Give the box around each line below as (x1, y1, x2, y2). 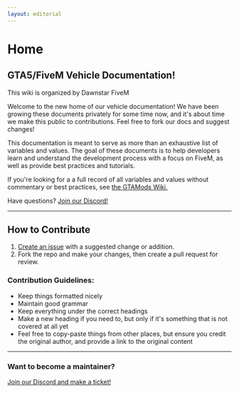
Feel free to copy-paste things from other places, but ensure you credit (17, 329, 226, 338)
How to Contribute (7, 224, 91, 236)
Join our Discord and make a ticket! (7, 378, 112, 387)
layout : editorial (7, 10, 62, 18)
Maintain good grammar (17, 299, 89, 308)
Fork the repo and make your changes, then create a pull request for (17, 250, 218, 258)
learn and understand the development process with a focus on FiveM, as (7, 154, 223, 162)
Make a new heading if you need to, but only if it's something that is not (17, 314, 228, 323)
